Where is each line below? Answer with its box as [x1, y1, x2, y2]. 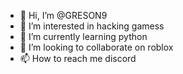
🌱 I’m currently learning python [19, 31, 148, 42]
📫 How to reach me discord [19, 53, 137, 64]
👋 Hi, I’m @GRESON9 [19, 10, 108, 21]
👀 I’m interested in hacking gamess [19, 20, 165, 32]
